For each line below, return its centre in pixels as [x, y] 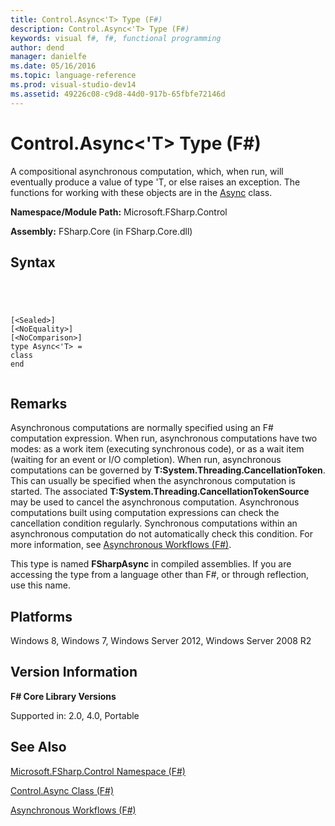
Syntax [33, 262]
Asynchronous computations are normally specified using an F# [142, 428]
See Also [38, 747]
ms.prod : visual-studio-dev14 [73, 85]
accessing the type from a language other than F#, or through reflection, [160, 575]
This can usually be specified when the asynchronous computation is [153, 481]
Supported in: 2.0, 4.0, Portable [75, 715]
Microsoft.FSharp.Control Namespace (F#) [98, 771]
